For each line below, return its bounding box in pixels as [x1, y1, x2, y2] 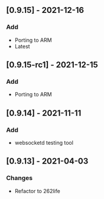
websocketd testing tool [14, 139, 74, 146]
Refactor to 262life [14, 187, 60, 194]
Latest [14, 43, 31, 50]
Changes [6, 174, 33, 182]
